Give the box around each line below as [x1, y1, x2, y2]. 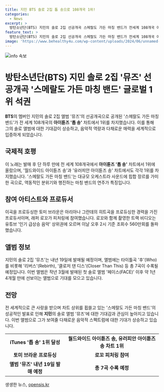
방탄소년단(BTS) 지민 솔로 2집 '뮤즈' [5, 72, 142, 83]
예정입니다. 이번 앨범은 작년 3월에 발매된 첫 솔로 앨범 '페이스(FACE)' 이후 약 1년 [5, 269, 156, 275]
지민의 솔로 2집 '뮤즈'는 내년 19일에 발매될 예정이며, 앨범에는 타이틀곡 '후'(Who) [5, 257, 157, 263]
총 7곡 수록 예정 [94, 364, 129, 371]
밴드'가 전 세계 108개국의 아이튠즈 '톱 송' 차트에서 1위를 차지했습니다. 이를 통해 [5, 119, 154, 125]
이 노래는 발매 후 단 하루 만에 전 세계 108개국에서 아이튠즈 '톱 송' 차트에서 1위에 [5, 161, 155, 167]
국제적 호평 [5, 147, 37, 156]
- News [9, 16, 23, 21]
